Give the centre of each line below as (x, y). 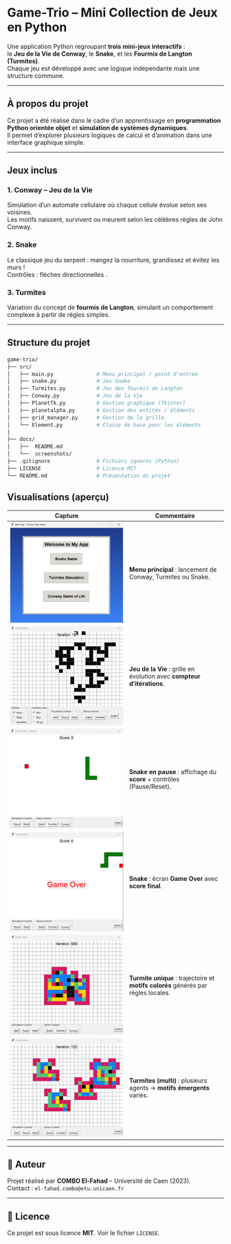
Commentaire (175, 516)
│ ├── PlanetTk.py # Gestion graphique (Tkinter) (97, 403)
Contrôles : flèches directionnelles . (57, 274)
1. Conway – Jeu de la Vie (50, 190)
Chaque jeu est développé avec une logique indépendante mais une (103, 68)
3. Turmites (26, 292)
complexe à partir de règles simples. (58, 315)
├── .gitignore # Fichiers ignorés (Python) (93, 462)
